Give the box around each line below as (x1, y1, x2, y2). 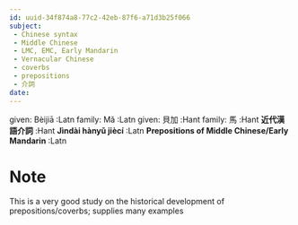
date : (9, 88, 30, 97)
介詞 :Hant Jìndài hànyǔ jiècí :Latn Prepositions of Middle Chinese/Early (16, 125, 289, 135)
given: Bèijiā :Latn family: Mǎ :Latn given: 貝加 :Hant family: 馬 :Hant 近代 (9, 114, 277, 125)
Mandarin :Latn (9, 135, 67, 146)
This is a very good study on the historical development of (9, 196, 225, 207)
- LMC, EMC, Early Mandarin (13, 47, 118, 56)
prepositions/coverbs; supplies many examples (9, 205, 184, 216)
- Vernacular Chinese (13, 55, 94, 64)
